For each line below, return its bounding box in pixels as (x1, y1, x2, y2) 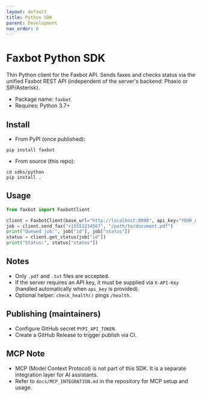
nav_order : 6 (6, 25, 39, 32)
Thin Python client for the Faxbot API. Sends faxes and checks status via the (6, 71, 195, 79)
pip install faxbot (6, 147, 55, 153)
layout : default (6, 8, 47, 15)
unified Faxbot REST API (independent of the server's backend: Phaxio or (6, 77, 188, 85)
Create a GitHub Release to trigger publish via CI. (14, 331, 137, 338)
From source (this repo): (14, 157, 75, 165)
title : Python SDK (6, 14, 52, 20)
